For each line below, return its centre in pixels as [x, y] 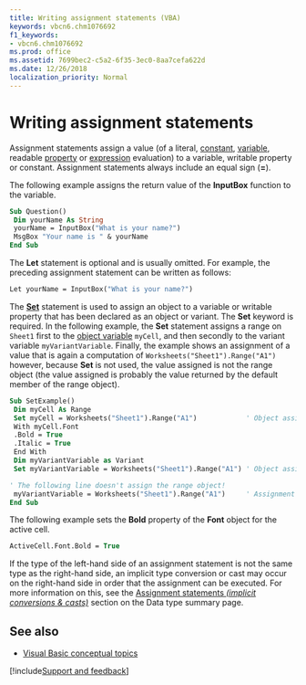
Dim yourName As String [58, 220]
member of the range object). [65, 384]
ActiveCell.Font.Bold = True [65, 546]
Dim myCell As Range [52, 409]
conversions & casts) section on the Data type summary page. [127, 603]
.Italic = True [42, 444]
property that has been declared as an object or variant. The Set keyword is [152, 316]
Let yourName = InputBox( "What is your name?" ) [102, 290]
